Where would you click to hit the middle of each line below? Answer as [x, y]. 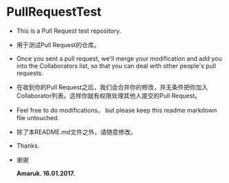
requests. [30, 73]
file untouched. [38, 117]
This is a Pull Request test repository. [69, 31]
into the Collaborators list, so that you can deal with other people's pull [116, 66]
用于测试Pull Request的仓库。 [58, 44]
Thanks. [28, 145]
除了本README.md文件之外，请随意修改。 [76, 132]
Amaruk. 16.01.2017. [46, 173]
